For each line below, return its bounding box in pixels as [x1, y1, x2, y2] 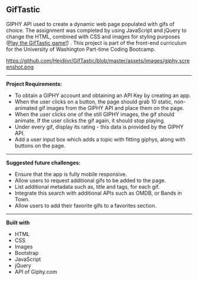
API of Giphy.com [14, 268, 58, 275]
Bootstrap [14, 249, 39, 256]
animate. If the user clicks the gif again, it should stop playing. [14, 117, 166, 124]
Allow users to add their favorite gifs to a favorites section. [14, 202, 157, 209]
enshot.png [6, 63, 34, 70]
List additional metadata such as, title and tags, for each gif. [14, 183, 160, 190]
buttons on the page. [14, 142, 66, 149]
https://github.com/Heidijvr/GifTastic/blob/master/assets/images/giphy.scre [6, 57, 190, 64]
